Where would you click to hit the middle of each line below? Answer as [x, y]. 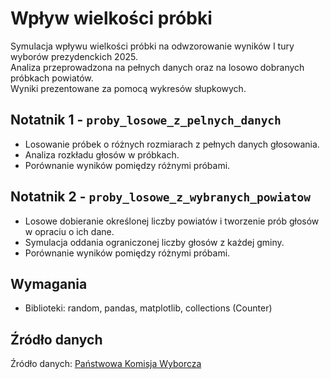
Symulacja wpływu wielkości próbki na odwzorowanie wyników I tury [152, 46]
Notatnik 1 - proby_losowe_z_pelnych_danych [146, 120]
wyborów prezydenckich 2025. [74, 56]
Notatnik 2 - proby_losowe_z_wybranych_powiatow [160, 197]
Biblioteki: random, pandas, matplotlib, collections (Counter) [148, 308]
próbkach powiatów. [52, 78]
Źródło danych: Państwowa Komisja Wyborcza [106, 364]
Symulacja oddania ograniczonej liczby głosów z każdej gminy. [154, 242]
